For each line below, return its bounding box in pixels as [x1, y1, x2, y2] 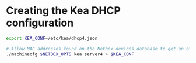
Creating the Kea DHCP [6, 4, 121, 17]
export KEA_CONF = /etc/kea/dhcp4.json [6, 35, 98, 41]
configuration [6, 16, 74, 29]
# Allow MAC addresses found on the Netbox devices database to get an [6, 46, 184, 51]
